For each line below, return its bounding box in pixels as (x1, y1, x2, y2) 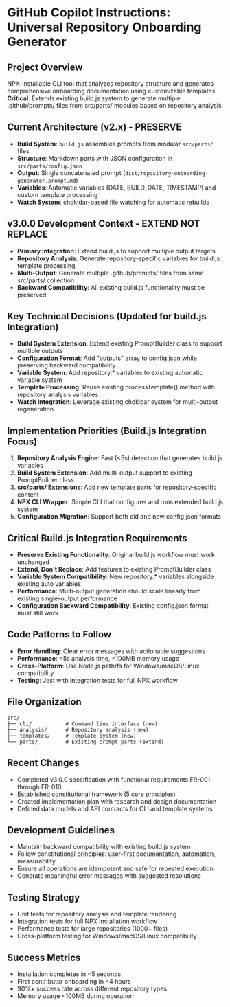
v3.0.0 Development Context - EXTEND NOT (7, 218, 200, 229)
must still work (16, 609, 59, 618)
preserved (16, 291, 47, 299)
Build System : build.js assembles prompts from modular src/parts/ (16, 139, 214, 148)
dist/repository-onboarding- (124, 170, 209, 177)
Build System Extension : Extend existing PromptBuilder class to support (16, 339, 222, 348)
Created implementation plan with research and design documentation (16, 797, 217, 805)
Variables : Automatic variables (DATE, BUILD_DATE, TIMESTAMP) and (16, 183, 216, 192)
